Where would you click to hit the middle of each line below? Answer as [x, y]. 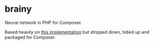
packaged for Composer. [30, 37]
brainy [18, 9]
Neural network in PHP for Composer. [43, 22]
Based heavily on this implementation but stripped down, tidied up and [77, 32]
